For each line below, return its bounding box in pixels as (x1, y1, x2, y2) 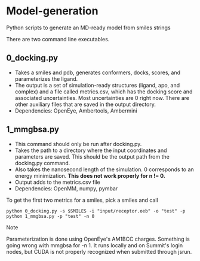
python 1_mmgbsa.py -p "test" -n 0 (6, 213, 95, 219)
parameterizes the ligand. (14, 75, 78, 82)
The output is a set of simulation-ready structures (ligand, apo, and (14, 81, 180, 89)
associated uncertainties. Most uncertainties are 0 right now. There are (14, 94, 190, 101)
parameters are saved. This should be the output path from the (14, 153, 170, 160)
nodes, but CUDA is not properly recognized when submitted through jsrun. (6, 248, 192, 255)
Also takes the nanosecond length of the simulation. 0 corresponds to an (14, 166, 194, 173)
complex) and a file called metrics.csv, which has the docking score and (14, 88, 193, 95)
